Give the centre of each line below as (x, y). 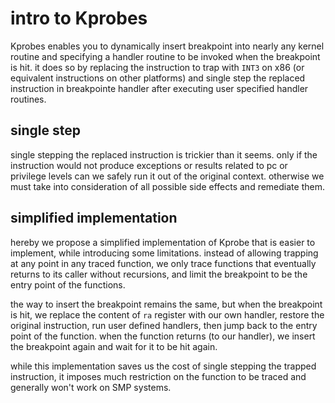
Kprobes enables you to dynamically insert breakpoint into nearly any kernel (167, 46)
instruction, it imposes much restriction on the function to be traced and (158, 376)
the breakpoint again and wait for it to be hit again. (114, 346)
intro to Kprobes (79, 18)
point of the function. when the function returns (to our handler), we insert (163, 336)
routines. (28, 99)
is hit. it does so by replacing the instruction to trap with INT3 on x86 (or (157, 67)
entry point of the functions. (68, 284)
